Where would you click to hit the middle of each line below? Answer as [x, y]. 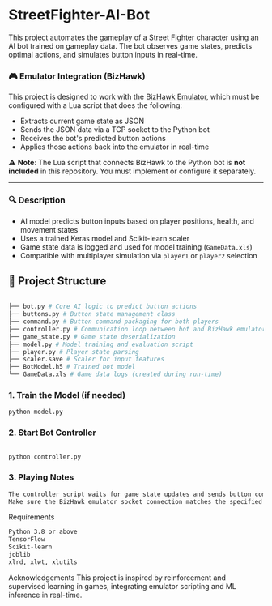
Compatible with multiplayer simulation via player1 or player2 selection [138, 255]
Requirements [32, 517]
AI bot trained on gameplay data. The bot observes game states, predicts [130, 45]
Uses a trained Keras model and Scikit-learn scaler [105, 238]
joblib [19, 555]
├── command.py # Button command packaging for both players [114, 322]
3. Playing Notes [41, 477]
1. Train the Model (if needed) [67, 395]
